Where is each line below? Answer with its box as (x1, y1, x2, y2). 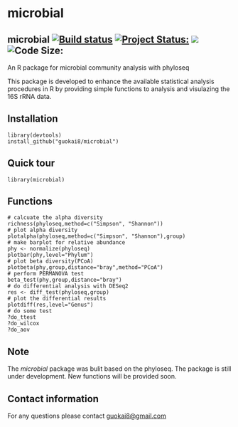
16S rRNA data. (7, 93, 52, 100)
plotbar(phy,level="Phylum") (7, 251, 94, 259)
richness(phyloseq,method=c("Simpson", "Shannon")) (7, 221, 163, 228)
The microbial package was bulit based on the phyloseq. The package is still (7, 364, 232, 373)
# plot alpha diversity (7, 226, 78, 234)
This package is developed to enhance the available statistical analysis (7, 77, 215, 85)
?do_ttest (7, 314, 37, 321)
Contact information (7, 393, 99, 405)
